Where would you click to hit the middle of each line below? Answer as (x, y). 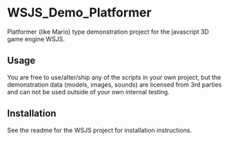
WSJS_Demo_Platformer (79, 13)
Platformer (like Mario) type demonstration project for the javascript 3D (108, 32)
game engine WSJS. (36, 39)
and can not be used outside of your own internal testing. (89, 91)
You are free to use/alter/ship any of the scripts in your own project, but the (114, 77)
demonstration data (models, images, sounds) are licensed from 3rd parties (114, 85)
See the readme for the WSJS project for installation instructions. (99, 130)
